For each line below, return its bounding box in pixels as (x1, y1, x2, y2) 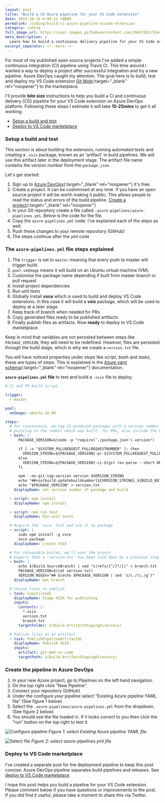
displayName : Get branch (14, 578, 65, 582)
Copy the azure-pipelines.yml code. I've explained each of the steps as (12, 218, 158, 223)
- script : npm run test (9, 509, 58, 515)
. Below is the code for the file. (41, 212, 103, 219)
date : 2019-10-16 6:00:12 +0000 (5, 16, 71, 21)
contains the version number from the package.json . (5, 162, 110, 168)
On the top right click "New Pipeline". (12, 683, 87, 689)
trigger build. (12, 262, 38, 268)
